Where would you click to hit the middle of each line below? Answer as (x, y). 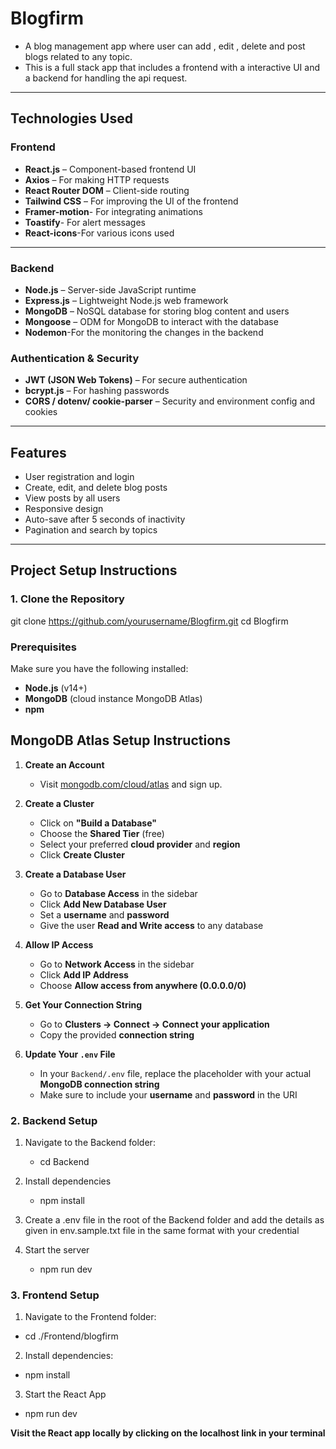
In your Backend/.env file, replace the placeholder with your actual (175, 1073)
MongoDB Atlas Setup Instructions (120, 740)
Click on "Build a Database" (98, 823)
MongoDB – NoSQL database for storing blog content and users (157, 311)
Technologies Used (71, 118)
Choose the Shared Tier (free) (102, 833)
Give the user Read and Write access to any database (151, 925)
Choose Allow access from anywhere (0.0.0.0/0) (143, 985)
